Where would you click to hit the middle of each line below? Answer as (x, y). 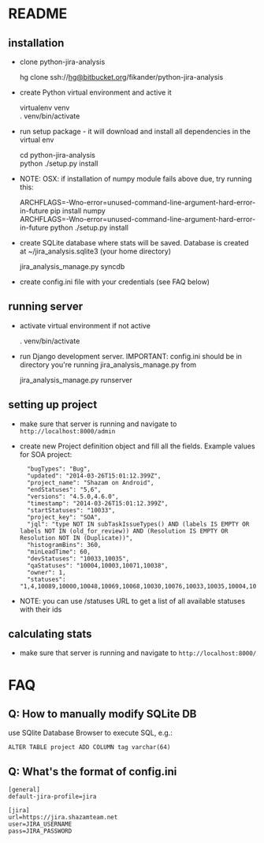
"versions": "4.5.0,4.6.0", (73, 496)
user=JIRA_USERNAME (40, 824)
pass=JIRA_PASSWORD (40, 831)
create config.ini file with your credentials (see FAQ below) (115, 282)
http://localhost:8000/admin (67, 431)
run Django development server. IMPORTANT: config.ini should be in (131, 356)
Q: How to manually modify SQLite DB (102, 714)
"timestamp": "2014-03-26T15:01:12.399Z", (98, 503)
